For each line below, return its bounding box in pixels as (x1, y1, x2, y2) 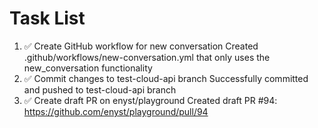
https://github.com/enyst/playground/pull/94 (23, 105, 209, 117)
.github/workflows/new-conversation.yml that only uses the (23, 51, 271, 63)
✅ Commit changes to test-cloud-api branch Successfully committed (23, 72, 309, 84)
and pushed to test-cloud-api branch (23, 83, 177, 96)
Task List (9, 7, 86, 30)
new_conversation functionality (23, 62, 153, 74)
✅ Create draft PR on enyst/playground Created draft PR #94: (23, 94, 278, 106)
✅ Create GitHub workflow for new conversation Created (23, 40, 259, 52)
